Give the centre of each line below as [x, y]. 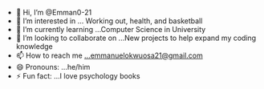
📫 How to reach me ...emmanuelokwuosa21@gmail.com [109, 55]
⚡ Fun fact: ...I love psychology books [78, 76]
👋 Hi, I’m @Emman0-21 [54, 12]
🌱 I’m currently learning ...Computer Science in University [111, 29]
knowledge [35, 47]
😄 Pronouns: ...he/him [53, 67]
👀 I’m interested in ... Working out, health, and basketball [109, 21]
